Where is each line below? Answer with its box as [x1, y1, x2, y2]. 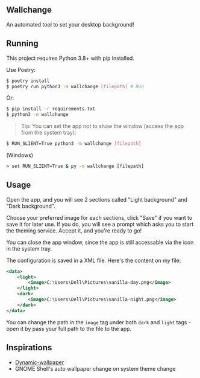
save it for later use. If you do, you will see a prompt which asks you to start [6, 220, 194, 228]
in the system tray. [6, 245, 52, 252]
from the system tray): [20, 129, 77, 136]
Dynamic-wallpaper [14, 359, 64, 366]
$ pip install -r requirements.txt [6, 106, 96, 112]
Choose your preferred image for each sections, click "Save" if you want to [6, 214, 193, 221]
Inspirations [6, 342, 52, 353]
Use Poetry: [6, 66, 36, 73]
